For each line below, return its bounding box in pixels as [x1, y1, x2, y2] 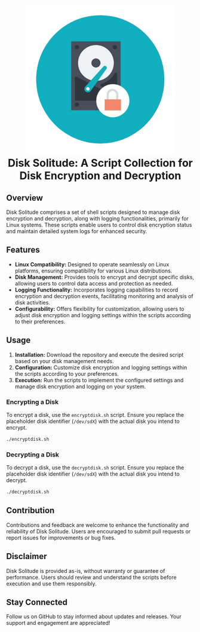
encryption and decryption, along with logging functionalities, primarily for [6, 215, 189, 222]
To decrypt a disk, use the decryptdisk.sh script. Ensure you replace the [6, 464, 184, 471]
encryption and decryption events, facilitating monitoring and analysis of [14, 292, 193, 299]
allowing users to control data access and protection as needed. [14, 280, 173, 287]
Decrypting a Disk [6, 450, 60, 459]
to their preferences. [14, 318, 66, 325]
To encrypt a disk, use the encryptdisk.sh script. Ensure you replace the [6, 411, 184, 418]
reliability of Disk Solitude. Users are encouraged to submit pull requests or [6, 527, 191, 535]
